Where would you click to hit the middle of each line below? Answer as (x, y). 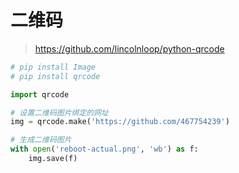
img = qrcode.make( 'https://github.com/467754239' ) (120, 122)
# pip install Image (53, 67)
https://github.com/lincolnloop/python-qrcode (129, 48)
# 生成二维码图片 (41, 140)
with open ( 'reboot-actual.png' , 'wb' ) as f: (104, 149)
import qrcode (40, 94)
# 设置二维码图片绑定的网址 (60, 112)
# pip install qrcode (55, 76)
